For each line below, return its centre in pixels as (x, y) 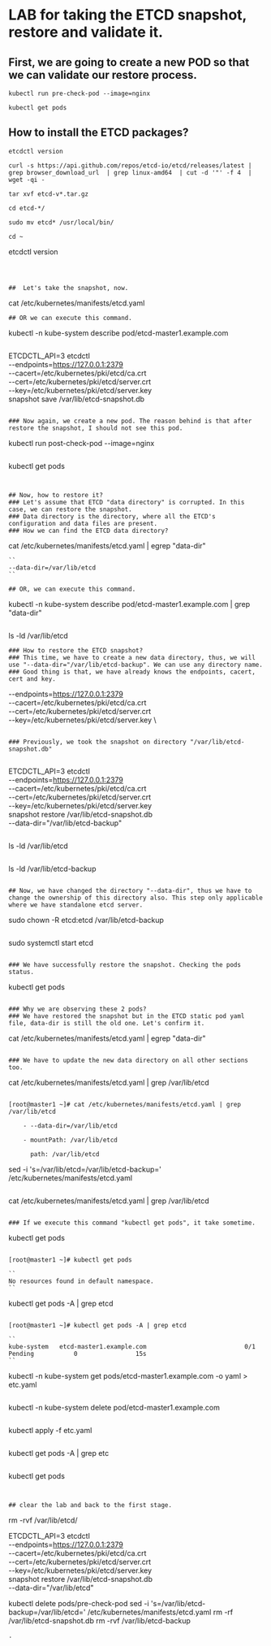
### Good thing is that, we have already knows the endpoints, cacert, (132, 672)
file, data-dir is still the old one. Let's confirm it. (107, 1023)
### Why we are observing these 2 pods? (78, 1009)
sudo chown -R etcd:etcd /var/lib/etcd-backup (86, 920)
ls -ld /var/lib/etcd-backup (52, 868)
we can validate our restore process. (103, 75)
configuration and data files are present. (83, 523)
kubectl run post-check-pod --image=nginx (82, 443)
